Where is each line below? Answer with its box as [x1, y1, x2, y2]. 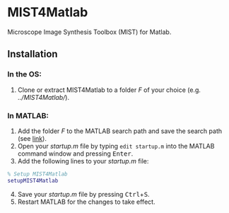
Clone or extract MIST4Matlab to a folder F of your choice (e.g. [17, 86, 201, 94]
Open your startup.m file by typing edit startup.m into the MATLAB [17, 142, 215, 150]
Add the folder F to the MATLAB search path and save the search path [17, 127, 223, 135]
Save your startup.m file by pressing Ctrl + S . [17, 190, 150, 198]
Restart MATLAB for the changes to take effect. [17, 197, 155, 206]
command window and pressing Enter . [17, 149, 134, 158]
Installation [7, 48, 58, 60]
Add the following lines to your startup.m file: [17, 156, 149, 165]
